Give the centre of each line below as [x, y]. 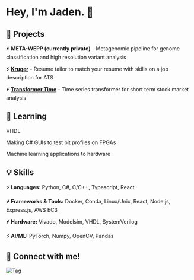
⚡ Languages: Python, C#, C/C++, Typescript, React [70, 187]
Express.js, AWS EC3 [32, 209]
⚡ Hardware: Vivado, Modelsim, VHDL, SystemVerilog [72, 221]
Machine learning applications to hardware [58, 154]
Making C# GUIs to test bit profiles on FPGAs [61, 142]
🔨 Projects [26, 34]
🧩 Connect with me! [43, 257]
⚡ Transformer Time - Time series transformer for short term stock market [98, 89]
